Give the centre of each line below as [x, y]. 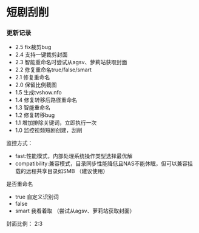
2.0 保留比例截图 [36, 85]
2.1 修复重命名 [32, 77]
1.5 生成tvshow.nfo [38, 93]
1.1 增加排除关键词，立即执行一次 [56, 123]
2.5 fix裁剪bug [33, 47]
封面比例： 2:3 [25, 224]
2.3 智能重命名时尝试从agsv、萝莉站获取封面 [71, 62]
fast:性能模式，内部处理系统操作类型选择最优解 [74, 156]
